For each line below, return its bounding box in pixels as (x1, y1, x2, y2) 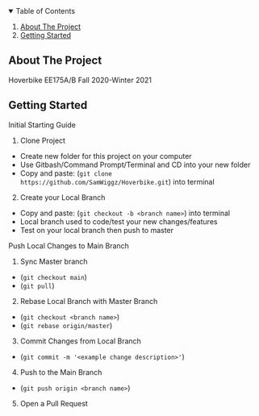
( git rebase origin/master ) (19, 320, 113, 330)
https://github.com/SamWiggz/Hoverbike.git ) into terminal (19, 177, 215, 186)
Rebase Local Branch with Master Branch (19, 296, 158, 306)
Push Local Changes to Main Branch (8, 240, 129, 251)
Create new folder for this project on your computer (19, 151, 192, 160)
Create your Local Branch (19, 192, 106, 202)
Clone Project (19, 135, 66, 145)
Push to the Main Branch (19, 367, 102, 376)
